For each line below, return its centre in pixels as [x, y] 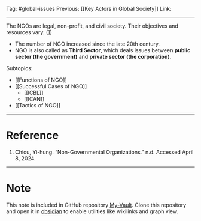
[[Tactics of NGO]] [38, 105]
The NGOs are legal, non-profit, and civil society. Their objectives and [92, 26]
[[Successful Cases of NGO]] [51, 86]
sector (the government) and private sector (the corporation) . [93, 57]
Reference [32, 135]
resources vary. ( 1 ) [29, 32]
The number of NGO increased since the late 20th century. [87, 44]
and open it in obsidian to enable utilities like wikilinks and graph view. [92, 211]
